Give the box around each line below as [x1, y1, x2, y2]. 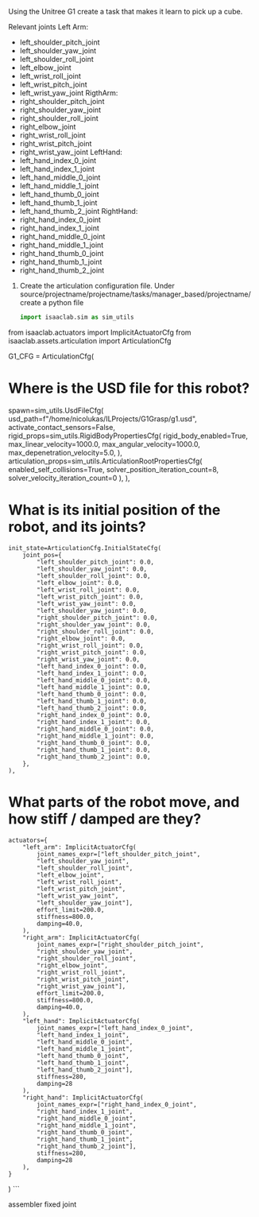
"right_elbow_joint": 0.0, [37, 634, 126, 642]
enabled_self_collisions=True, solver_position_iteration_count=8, [8, 464, 219, 474]
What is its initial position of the [8, 501, 221, 519]
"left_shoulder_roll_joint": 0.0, [37, 572, 151, 579]
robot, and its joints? [8, 518, 147, 536]
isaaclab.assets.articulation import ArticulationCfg [8, 335, 172, 345]
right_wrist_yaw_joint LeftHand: [19, 147, 123, 157]
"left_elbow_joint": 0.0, [37, 579, 123, 587]
